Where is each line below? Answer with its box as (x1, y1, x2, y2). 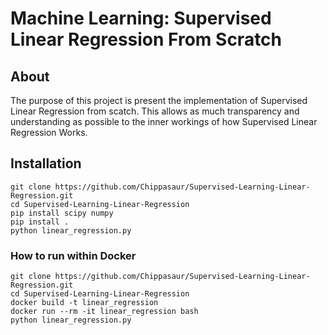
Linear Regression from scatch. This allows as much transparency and (10, 105, 300, 117)
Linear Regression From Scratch (10, 28, 283, 51)
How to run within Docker (10, 248, 137, 262)
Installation (10, 155, 82, 172)
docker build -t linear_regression (10, 298, 159, 308)
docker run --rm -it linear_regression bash (10, 307, 199, 317)
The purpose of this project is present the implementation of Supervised (10, 95, 308, 106)
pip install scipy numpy (10, 208, 114, 218)
